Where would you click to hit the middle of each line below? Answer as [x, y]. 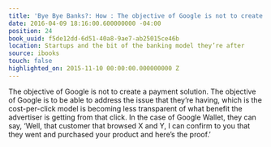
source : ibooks [34, 53]
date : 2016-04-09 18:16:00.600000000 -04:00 [85, 23]
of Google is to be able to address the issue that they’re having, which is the [135, 100]
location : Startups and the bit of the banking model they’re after [127, 46]
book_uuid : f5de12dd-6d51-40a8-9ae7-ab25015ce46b [94, 38]
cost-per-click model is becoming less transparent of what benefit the [125, 108]
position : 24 [30, 31]
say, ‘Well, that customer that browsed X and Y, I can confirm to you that [129, 125]
